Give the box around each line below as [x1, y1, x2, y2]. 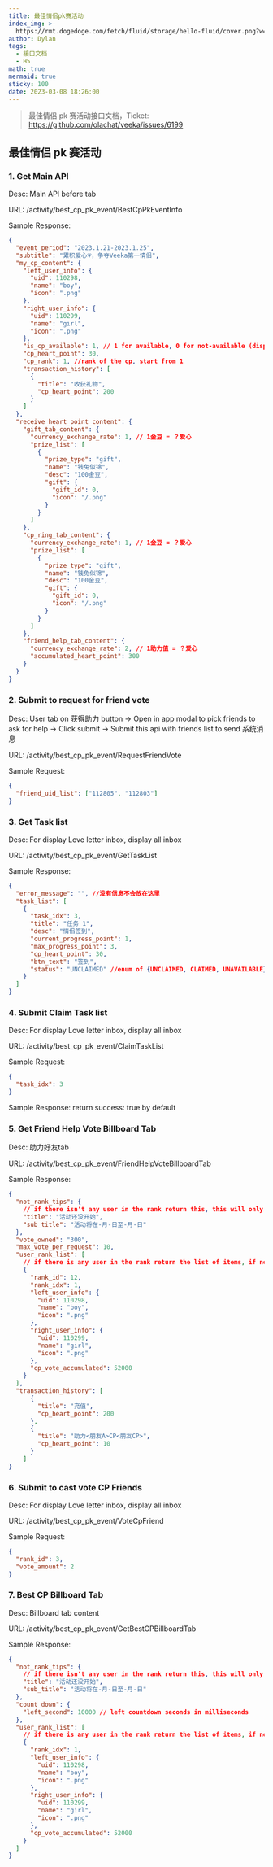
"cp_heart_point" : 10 [37, 1440, 111, 1448]
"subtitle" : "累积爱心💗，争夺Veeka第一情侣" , [15, 251, 160, 260]
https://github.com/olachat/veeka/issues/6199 [28, 120, 184, 130]
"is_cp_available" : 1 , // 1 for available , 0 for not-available [23, 342, 245, 351]
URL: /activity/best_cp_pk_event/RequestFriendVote [8, 750, 182, 760]
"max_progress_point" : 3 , [29, 942, 118, 950]
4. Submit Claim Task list [8, 1006, 108, 1018]
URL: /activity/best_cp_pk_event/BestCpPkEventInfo [8, 205, 183, 215]
